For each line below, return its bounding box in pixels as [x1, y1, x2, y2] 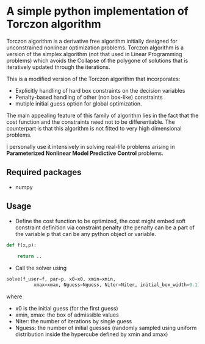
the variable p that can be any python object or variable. [15, 230, 157, 237]
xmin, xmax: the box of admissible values [15, 311, 119, 318]
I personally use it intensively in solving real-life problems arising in [6, 143, 175, 150]
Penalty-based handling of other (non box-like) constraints [15, 93, 163, 101]
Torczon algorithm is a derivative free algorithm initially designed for [6, 37, 178, 45]
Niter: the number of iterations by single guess [15, 317, 132, 324]
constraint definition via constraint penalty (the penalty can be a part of [15, 224, 195, 231]
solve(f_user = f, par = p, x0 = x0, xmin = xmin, [6, 276, 116, 282]
